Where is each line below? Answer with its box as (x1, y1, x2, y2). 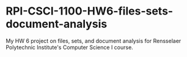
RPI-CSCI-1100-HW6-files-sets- (5, 4, 174, 18)
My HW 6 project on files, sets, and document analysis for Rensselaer (5, 37, 182, 44)
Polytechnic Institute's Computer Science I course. (5, 44, 134, 51)
